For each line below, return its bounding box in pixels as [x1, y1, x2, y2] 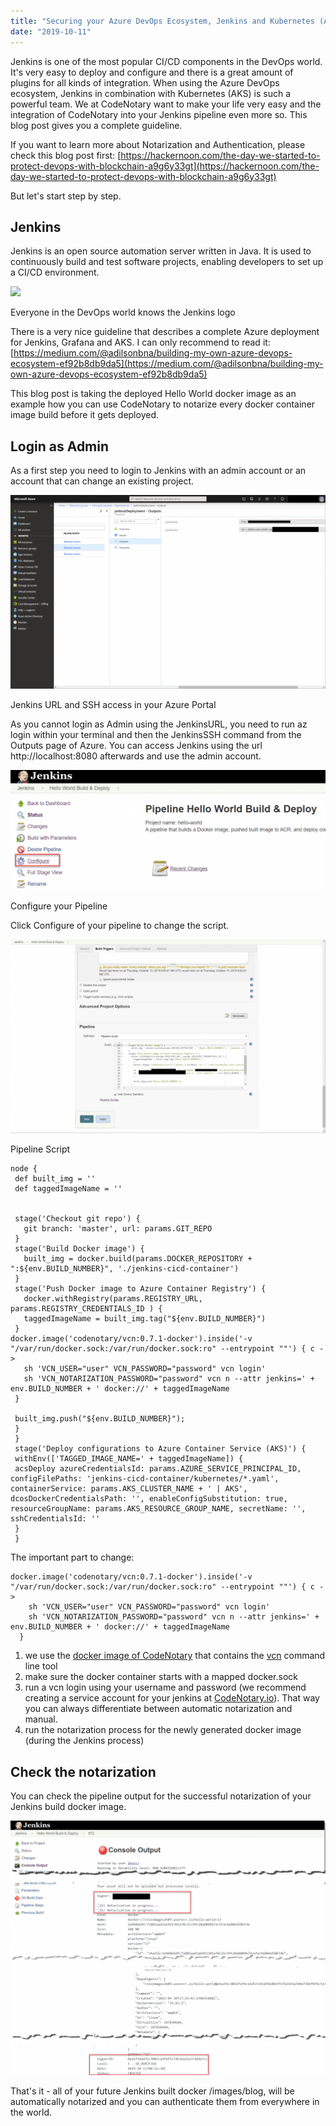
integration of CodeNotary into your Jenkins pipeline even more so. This [10, 108, 308, 120]
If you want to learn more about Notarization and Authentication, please [10, 138, 306, 150]
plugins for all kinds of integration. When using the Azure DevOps [10, 76, 280, 89]
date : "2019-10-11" [10, 26, 92, 37]
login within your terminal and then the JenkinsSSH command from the [10, 729, 302, 741]
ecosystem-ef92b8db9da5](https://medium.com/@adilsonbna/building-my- [10, 358, 324, 370]
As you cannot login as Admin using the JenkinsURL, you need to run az [10, 718, 308, 730]
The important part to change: [10, 1551, 135, 1564]
